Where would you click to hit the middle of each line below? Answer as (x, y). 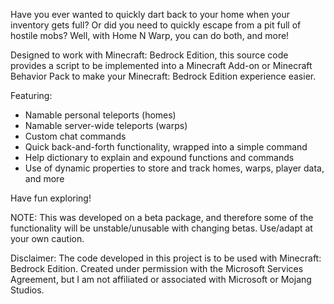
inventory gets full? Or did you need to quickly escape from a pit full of (156, 25)
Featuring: (31, 95)
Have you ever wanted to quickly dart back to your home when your (150, 14)
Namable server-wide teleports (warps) (106, 125)
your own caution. (47, 238)
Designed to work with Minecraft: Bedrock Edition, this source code (149, 55)
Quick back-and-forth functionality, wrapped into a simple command (166, 147)
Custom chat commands (75, 136)
